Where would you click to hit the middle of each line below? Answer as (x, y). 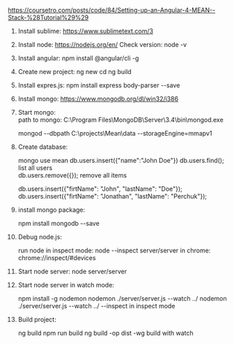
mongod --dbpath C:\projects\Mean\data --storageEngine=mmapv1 (115, 133)
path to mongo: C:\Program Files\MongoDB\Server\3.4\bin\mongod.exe (120, 120)
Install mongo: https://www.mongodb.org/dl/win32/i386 (98, 99)
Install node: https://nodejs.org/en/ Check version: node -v (102, 44)
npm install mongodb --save (58, 223)
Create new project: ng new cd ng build (75, 72)
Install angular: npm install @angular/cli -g (78, 58)
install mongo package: (52, 210)
